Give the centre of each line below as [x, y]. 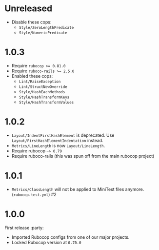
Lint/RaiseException [40, 82]
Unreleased [29, 9]
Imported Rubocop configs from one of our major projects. [70, 237]
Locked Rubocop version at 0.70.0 [46, 242]
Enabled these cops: [32, 76]
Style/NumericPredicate [43, 33]
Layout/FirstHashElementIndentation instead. [57, 140]
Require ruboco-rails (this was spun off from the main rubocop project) [83, 156]
